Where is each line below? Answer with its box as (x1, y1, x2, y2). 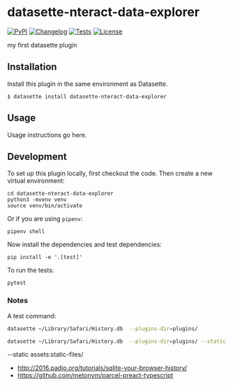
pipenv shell (7, 228, 45, 235)
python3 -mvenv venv (7, 196, 68, 203)
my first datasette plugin (7, 40, 77, 49)
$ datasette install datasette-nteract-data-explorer (7, 93, 167, 100)
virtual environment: (7, 177, 65, 185)
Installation (7, 61, 57, 73)
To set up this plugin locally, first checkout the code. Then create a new (7, 169, 213, 178)
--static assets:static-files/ (7, 350, 84, 359)
